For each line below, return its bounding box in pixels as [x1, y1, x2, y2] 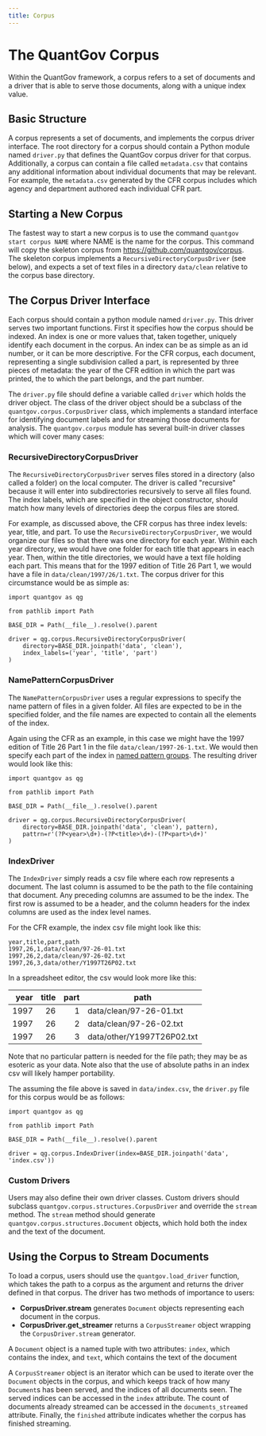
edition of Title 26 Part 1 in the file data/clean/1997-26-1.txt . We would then [8, 742, 258, 751]
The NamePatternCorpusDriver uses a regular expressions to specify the [8, 693, 242, 702]
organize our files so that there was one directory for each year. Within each [8, 536, 258, 545]
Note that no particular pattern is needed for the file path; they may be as [8, 1052, 248, 1061]
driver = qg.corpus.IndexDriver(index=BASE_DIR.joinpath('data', [8, 1149, 229, 1157]
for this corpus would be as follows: [8, 1092, 125, 1102]
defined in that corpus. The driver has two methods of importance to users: [8, 1288, 256, 1297]
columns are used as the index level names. [8, 907, 152, 916]
